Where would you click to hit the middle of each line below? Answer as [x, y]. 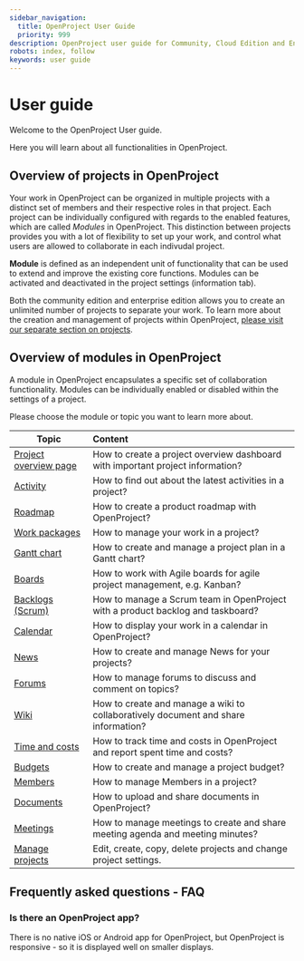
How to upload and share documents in [176, 796]
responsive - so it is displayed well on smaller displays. [112, 947]
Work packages [47, 532]
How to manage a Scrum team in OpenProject [190, 599]
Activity [30, 486]
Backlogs [34, 599]
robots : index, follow [52, 52]
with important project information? [167, 465]
